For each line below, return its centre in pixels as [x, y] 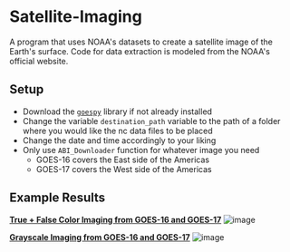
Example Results [58, 198]
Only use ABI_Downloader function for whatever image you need [141, 150]
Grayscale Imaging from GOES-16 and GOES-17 [100, 237]
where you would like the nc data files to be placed [117, 131]
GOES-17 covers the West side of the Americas [124, 169]
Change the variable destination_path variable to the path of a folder [151, 121]
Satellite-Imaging [76, 17]
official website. [39, 61]
